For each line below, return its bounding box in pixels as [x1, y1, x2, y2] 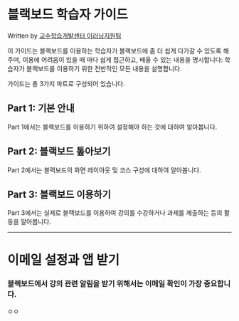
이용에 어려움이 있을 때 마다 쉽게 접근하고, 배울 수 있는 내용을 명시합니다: [22, 55, 223, 64]
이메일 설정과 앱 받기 [7, 252, 119, 268]
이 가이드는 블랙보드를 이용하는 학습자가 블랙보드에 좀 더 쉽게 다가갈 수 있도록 [7, 46, 222, 55]
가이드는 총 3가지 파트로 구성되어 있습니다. [7, 79, 126, 88]
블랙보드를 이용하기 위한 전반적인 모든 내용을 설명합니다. [26, 64, 183, 73]
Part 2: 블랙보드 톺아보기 [7, 145, 111, 157]
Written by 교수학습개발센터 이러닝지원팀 [7, 31, 122, 40]
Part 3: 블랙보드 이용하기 [7, 188, 112, 200]
